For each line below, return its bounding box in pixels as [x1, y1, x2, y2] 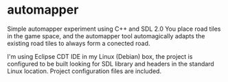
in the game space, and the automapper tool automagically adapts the [7, 31, 205, 40]
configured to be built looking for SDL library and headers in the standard [7, 59, 214, 68]
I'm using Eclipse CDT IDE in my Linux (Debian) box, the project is [7, 52, 193, 60]
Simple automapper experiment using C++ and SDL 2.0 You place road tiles [7, 25, 221, 33]
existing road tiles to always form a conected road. [7, 39, 150, 47]
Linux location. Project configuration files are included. [7, 67, 162, 75]
